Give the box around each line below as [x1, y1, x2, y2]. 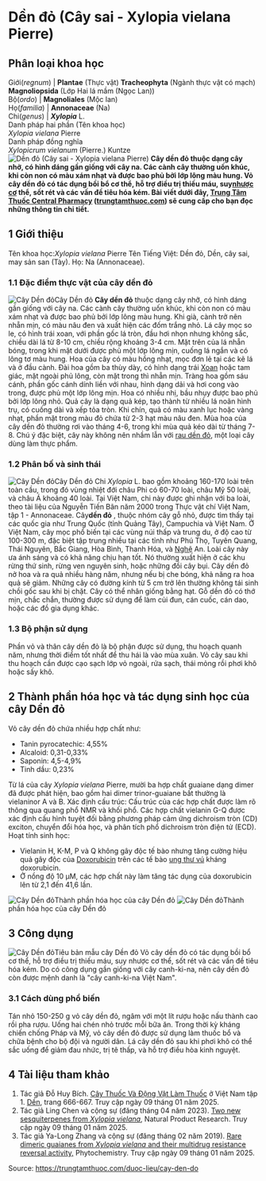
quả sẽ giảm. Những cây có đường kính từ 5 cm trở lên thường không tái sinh [8, 578, 259, 588]
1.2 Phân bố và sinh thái [8, 458, 102, 470]
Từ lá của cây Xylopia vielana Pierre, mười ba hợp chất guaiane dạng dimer [8, 780, 254, 789]
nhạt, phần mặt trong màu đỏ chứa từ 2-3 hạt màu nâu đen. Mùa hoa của [8, 414, 247, 423]
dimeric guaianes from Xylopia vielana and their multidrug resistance [19, 1140, 246, 1149]
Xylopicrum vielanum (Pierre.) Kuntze [8, 146, 131, 154]
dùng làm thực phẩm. [8, 438, 78, 449]
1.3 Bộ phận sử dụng [8, 623, 89, 634]
